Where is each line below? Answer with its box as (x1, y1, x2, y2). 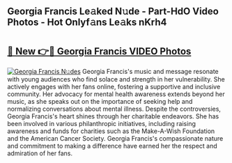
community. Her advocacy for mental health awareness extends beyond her (7, 90, 225, 98)
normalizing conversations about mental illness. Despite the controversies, (7, 104, 222, 113)
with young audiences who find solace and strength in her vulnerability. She (7, 75, 225, 83)
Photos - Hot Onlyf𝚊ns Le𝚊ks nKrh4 (7, 17, 167, 29)
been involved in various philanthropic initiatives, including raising (7, 120, 196, 127)
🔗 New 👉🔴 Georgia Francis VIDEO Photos (7, 45, 192, 57)
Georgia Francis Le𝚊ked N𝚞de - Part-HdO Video (7, 6, 219, 17)
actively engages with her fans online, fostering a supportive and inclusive (7, 83, 221, 91)
